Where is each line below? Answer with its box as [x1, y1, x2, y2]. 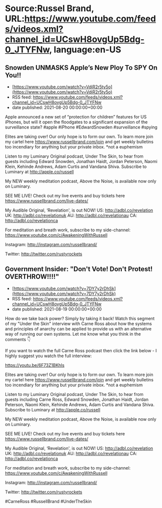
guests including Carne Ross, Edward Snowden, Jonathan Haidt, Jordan [5, 396, 149, 402]
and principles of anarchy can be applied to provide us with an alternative [5, 326, 152, 331]
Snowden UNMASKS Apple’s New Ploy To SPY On [5, 64, 158, 72]
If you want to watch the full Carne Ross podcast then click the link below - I [5, 347, 157, 353]
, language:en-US [49, 44, 121, 55]
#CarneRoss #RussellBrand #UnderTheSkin [5, 498, 92, 504]
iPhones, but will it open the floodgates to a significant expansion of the [5, 119, 148, 125]
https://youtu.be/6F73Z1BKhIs [5, 362, 65, 368]
